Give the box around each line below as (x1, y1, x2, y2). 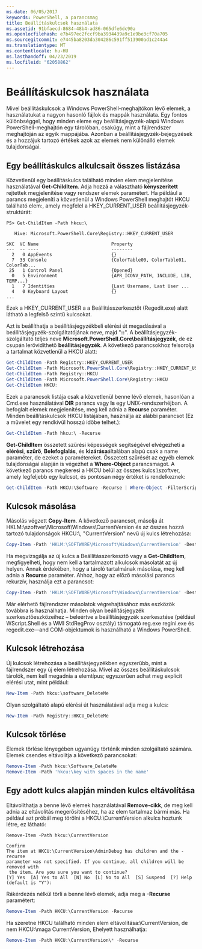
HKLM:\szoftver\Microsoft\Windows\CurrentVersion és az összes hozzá (6, 524, 185, 531)
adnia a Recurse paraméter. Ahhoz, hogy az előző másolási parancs (6, 572, 176, 579)
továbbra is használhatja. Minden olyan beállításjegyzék (6, 607, 145, 614)
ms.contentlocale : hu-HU (6, 48, 69, 54)
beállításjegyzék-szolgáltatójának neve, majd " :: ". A (6, 329, 133, 336)
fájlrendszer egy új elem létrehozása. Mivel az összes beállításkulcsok (6, 666, 180, 673)
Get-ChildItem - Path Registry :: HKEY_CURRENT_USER (6, 360, 133, 366)
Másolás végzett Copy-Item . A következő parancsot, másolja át (6, 517, 164, 524)
